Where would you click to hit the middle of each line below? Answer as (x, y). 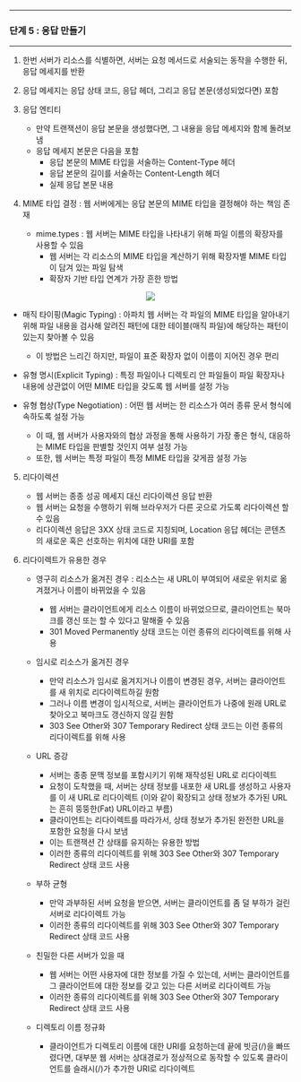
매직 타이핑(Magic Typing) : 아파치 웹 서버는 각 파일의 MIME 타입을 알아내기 (156, 315)
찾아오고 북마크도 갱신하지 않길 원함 (112, 714)
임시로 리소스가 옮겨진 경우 (82, 662)
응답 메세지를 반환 (53, 72)
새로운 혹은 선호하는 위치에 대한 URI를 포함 (120, 541)
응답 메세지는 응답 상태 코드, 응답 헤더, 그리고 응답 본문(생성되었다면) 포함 (150, 91)
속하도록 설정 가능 (53, 417)
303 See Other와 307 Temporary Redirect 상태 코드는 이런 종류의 (166, 726)
